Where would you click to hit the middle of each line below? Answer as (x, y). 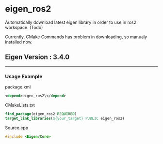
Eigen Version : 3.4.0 (37, 57)
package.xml (18, 87)
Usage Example (24, 76)
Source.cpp (17, 128)
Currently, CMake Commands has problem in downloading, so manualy (76, 37)
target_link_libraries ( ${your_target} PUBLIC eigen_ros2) (65, 118)
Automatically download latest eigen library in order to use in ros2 (71, 22)
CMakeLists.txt (20, 105)
